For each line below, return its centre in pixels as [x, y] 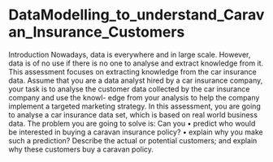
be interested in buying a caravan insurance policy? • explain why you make [136, 132]
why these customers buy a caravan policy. [81, 149]
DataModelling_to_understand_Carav [136, 15]
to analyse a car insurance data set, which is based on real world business [133, 114]
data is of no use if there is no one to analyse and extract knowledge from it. [136, 63]
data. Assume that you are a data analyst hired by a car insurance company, [136, 80]
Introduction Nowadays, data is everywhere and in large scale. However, [130, 54]
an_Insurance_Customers [97, 32]
